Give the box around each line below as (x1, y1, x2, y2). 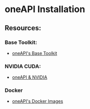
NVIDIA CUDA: (5, 63, 41, 70)
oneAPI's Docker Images (12, 98, 63, 104)
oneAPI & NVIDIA (12, 74, 47, 80)
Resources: (5, 24, 41, 32)
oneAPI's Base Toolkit (12, 50, 57, 56)
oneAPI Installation (5, 4, 85, 15)
